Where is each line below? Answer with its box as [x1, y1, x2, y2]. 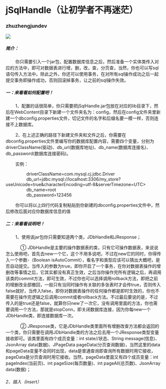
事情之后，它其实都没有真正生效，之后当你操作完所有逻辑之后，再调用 [18, 269, 162, 275]
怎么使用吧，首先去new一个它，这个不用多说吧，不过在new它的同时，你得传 [5, 251, 162, 257]
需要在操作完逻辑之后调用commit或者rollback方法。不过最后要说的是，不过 [5, 294, 159, 300]
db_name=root [26, 187, 56, 193]
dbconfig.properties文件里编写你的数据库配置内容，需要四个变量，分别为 [5, 138, 155, 144]
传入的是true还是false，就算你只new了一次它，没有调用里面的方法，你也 [5, 300, 154, 306]
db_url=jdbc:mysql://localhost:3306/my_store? [26, 176, 121, 182]
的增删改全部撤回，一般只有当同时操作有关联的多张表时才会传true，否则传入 [5, 282, 161, 288]
